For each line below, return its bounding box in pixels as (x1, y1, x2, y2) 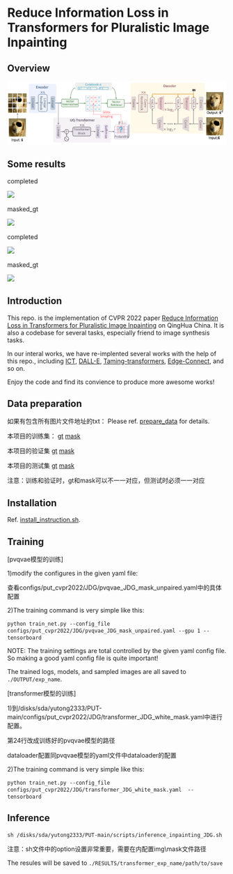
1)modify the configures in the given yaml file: (7, 569, 138, 578)
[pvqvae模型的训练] (7, 555, 64, 564)
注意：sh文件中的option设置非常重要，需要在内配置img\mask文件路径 (7, 845, 207, 853)
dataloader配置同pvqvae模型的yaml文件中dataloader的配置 (7, 751, 177, 760)
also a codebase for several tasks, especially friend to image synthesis (7, 328, 210, 337)
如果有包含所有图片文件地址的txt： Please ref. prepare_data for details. (7, 417, 210, 426)
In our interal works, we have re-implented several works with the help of (7, 349, 217, 358)
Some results (7, 158, 66, 170)
